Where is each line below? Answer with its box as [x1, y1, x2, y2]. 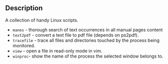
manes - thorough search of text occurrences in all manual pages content [12, 27, 163, 33]
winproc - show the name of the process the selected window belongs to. [12, 53, 163, 59]
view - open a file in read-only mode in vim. [12, 48, 103, 54]
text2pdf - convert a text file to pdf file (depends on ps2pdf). [12, 32, 139, 38]
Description [5, 4, 43, 12]
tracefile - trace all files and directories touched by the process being [12, 37, 160, 43]
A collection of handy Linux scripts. [5, 17, 78, 23]
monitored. [12, 42, 35, 49]
